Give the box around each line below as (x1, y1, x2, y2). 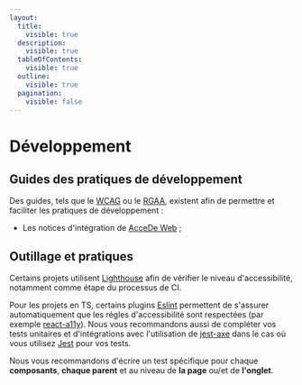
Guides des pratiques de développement (9, 171, 243, 187)
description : (17, 38, 67, 48)
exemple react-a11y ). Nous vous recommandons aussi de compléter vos (9, 319, 277, 330)
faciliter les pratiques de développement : (9, 205, 164, 216)
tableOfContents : (17, 55, 83, 64)
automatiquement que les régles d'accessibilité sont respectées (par (9, 309, 264, 320)
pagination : (17, 88, 63, 97)
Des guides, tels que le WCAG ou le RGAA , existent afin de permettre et (9, 196, 275, 206)
